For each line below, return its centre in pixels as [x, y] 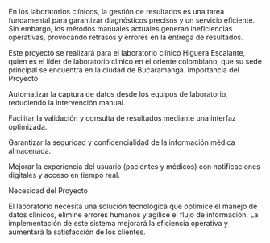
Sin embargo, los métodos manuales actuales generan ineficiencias [120, 29]
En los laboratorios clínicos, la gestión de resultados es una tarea [116, 12]
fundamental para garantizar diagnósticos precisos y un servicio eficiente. [132, 20]
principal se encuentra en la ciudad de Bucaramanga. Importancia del [124, 70]
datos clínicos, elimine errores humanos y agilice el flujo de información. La [133, 215]
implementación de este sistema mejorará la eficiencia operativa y [118, 223]
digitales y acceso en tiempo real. [64, 175]
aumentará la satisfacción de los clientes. [77, 232]
